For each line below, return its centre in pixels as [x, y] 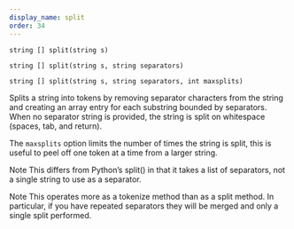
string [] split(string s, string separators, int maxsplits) [126, 81]
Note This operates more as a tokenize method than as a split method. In [142, 196]
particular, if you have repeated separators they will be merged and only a [144, 206]
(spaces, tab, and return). [56, 126]
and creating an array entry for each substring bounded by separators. [138, 107]
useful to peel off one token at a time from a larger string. [114, 153]
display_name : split [47, 17]
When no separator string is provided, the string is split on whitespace [137, 116]
